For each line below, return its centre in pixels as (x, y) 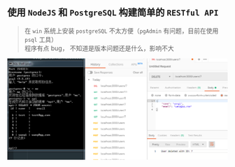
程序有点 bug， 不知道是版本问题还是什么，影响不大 (99, 48)
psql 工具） (41, 39)
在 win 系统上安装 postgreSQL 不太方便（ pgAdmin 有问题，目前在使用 (121, 31)
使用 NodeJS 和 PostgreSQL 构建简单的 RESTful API (113, 13)
